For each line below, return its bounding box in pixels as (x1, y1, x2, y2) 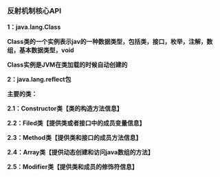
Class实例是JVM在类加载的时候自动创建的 (7, 60, 128, 69)
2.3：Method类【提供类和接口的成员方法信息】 (7, 134, 142, 142)
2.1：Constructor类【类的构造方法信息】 (7, 104, 123, 113)
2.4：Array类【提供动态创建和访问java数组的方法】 (7, 148, 155, 156)
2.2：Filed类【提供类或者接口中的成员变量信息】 (7, 119, 146, 128)
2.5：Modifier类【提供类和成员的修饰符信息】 (7, 163, 138, 171)
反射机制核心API (7, 5, 62, 15)
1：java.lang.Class (7, 23, 61, 32)
